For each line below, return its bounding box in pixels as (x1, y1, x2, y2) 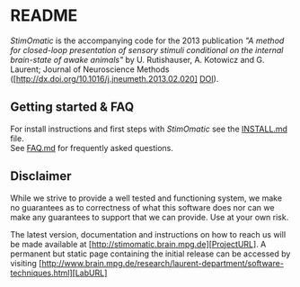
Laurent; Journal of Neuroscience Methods (10, 64, 170, 75)
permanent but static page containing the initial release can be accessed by (10, 248, 291, 259)
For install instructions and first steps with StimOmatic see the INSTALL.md (10, 123, 288, 134)
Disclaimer (10, 168, 72, 184)
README (10, 5, 78, 26)
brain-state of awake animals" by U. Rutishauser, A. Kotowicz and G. (10, 54, 265, 65)
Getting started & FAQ (10, 100, 134, 115)
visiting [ (10, 257, 42, 268)
